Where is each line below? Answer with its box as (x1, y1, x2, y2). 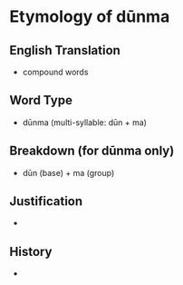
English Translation (9, 43, 120, 58)
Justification (9, 193, 83, 210)
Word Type (9, 93, 72, 108)
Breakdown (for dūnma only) (9, 143, 175, 159)
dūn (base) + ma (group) (22, 167, 115, 178)
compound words (22, 66, 89, 77)
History (9, 243, 53, 260)
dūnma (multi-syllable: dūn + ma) (22, 116, 148, 128)
